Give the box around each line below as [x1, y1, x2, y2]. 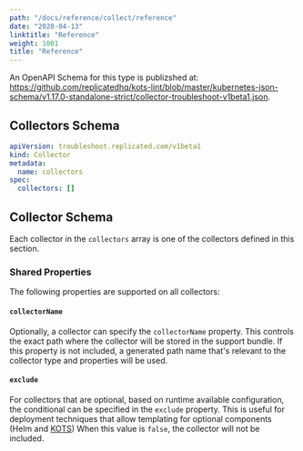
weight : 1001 [9, 38, 59, 48]
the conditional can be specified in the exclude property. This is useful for [9, 404, 285, 415]
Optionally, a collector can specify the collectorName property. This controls [9, 326, 294, 336]
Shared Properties [9, 266, 92, 278]
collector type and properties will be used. [9, 355, 168, 366]
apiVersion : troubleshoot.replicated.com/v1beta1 [9, 142, 202, 151]
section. [9, 243, 40, 254]
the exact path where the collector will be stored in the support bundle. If [9, 336, 283, 346]
